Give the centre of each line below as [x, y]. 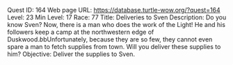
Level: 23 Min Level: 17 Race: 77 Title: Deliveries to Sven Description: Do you [117, 17]
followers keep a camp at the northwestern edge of [81, 32]
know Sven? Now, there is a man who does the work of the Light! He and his [116, 25]
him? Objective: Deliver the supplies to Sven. [71, 54]
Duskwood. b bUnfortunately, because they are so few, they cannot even [110, 39]
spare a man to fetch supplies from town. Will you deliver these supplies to [114, 47]
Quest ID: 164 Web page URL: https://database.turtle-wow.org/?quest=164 [114, 10]
